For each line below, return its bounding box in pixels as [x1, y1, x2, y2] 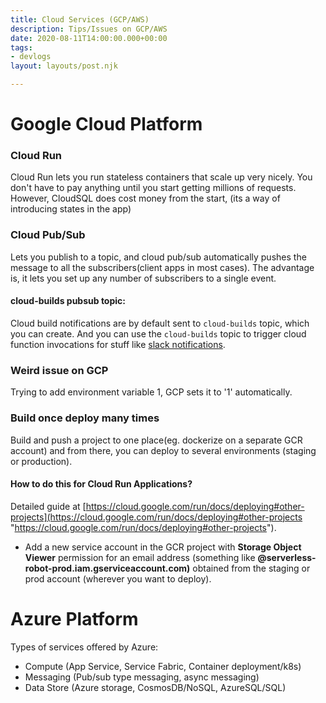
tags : [10, 42, 33, 53]
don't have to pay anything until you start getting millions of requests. [10, 182, 297, 194]
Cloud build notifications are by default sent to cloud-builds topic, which [10, 317, 310, 329]
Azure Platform [10, 607, 139, 630]
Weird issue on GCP [10, 363, 109, 377]
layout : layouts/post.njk [10, 61, 118, 71]
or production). [10, 455, 73, 467]
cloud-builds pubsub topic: [10, 295, 126, 307]
